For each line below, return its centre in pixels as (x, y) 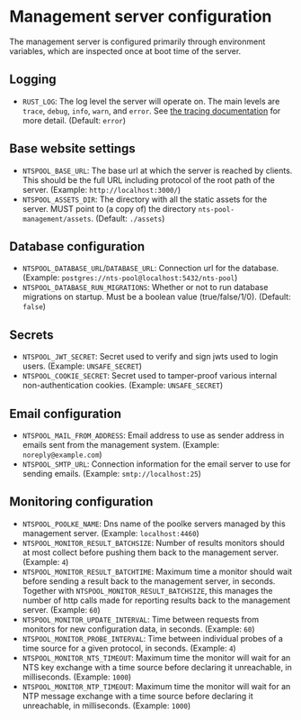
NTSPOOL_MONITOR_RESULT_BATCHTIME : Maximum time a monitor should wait (157, 571)
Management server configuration (141, 17)
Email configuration (66, 413)
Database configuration (77, 246)
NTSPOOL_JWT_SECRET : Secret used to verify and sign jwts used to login (150, 357)
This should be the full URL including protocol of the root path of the (149, 180)
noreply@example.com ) (62, 454)
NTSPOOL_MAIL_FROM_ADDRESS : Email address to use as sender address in (153, 435)
